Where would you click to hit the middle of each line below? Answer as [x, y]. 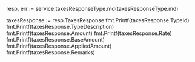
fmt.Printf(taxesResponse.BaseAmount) [55, 39]
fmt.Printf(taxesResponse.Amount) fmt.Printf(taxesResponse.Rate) [89, 33]
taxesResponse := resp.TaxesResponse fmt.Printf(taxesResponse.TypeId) [98, 20]
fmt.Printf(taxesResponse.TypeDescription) [60, 27]
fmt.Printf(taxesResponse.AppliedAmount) [59, 46]
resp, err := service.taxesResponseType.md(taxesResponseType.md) [92, 9]
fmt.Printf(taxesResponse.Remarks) [51, 52]
